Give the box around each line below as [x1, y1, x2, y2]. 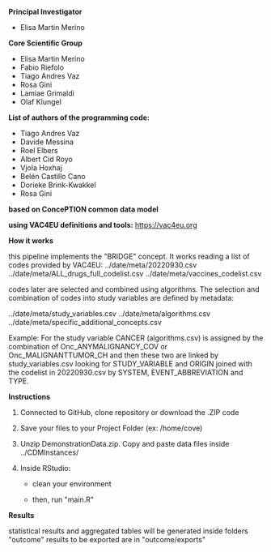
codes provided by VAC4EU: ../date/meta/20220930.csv [8, 260, 197, 270]
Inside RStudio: [19, 464, 71, 473]
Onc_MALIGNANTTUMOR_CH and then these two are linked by [8, 350, 219, 360]
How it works [8, 236, 54, 246]
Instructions [8, 392, 51, 401]
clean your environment [32, 479, 112, 489]
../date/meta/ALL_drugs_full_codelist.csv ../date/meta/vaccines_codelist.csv [8, 269, 262, 278]
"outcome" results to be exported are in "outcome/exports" [8, 535, 206, 544]
